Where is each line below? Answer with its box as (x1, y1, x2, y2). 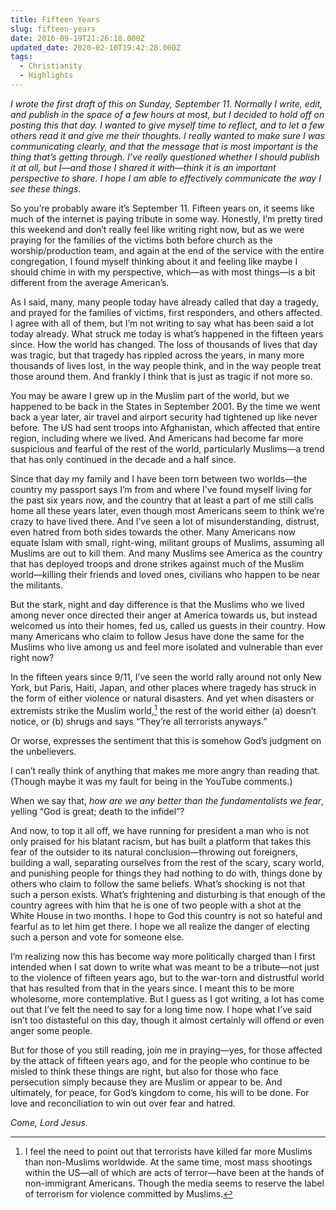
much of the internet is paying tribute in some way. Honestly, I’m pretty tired (10, 212, 323, 225)
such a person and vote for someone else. (10, 931, 185, 943)
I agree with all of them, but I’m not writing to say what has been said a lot (10, 317, 314, 329)
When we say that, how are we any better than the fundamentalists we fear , (10, 794, 325, 806)
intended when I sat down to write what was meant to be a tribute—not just (10, 961, 320, 973)
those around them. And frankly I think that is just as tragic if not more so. (10, 370, 313, 382)
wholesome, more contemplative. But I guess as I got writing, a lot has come (10, 992, 325, 1005)
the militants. (10, 579, 64, 591)
